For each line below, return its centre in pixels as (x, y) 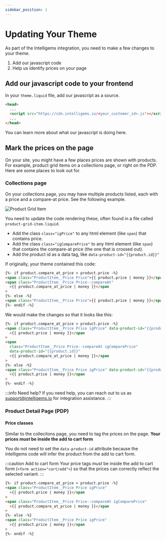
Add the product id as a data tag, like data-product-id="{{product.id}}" (86, 254)
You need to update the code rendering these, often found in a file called (79, 218)
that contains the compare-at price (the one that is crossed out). (78, 249)
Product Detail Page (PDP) (37, 411)
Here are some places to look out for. (43, 170)
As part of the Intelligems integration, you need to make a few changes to (80, 48)
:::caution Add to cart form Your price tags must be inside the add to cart (79, 464)
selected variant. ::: (25, 474)
